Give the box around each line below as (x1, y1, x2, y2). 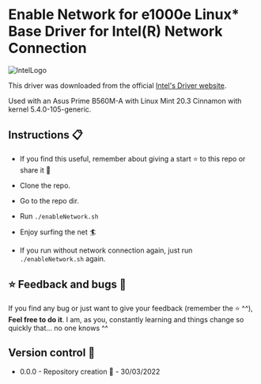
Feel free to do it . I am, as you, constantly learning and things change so (8, 314, 244, 324)
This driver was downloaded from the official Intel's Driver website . (8, 81, 227, 90)
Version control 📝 (8, 346, 96, 359)
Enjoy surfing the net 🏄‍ (19, 227, 96, 237)
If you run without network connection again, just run (19, 245, 193, 255)
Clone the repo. (19, 181, 71, 190)
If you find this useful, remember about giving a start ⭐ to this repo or (19, 154, 246, 163)
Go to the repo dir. (19, 196, 79, 205)
